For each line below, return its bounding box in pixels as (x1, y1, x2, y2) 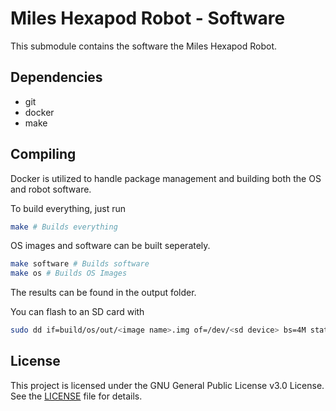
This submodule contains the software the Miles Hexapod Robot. (10, 40, 278, 52)
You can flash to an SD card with (10, 306, 145, 318)
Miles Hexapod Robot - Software (10, 7, 286, 30)
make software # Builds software (10, 259, 150, 269)
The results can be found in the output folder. (10, 287, 197, 299)
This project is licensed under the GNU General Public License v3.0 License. (10, 379, 325, 391)
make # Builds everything (10, 222, 118, 232)
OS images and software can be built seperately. (10, 240, 211, 252)
